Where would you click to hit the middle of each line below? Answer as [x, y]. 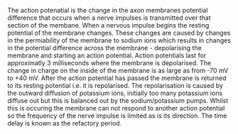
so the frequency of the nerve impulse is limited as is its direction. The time [117, 116]
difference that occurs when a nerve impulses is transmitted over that [109, 18]
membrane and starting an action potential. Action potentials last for [107, 55]
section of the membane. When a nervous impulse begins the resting [108, 25]
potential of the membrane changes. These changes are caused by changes [119, 33]
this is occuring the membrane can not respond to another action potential [116, 108]
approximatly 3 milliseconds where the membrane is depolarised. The [109, 63]
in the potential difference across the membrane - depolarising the [105, 48]
